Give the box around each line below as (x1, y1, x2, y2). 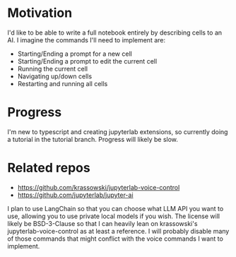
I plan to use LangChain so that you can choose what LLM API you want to (7, 204, 224, 213)
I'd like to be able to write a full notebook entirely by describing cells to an (7, 28, 223, 37)
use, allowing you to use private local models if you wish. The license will (7, 212, 220, 220)
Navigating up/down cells (17, 72, 93, 80)
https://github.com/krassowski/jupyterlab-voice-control (17, 183, 180, 191)
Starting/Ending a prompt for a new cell (17, 49, 132, 58)
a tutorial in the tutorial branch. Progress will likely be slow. (7, 135, 179, 143)
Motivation (7, 5, 73, 21)
